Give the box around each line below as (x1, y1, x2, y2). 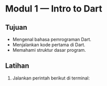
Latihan (5, 61, 29, 70)
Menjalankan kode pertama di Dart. (12, 42, 85, 48)
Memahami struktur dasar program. (12, 47, 86, 53)
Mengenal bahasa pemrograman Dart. (12, 36, 91, 42)
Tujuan (5, 23, 28, 32)
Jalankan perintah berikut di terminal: (12, 75, 90, 81)
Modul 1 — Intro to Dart (5, 3, 102, 15)
